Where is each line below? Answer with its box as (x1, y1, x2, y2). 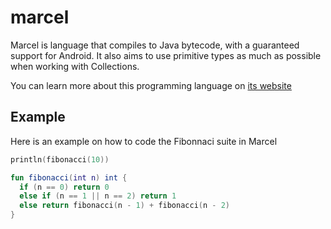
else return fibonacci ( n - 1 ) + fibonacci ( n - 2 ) (19, 201, 230, 211)
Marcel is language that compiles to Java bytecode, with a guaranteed (10, 39, 300, 51)
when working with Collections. (10, 60, 140, 72)
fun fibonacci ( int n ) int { (10, 172, 128, 183)
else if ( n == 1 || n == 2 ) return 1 (19, 191, 177, 201)
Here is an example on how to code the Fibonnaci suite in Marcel (10, 135, 278, 147)
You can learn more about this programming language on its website (10, 79, 292, 91)
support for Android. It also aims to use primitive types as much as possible (10, 49, 322, 61)
